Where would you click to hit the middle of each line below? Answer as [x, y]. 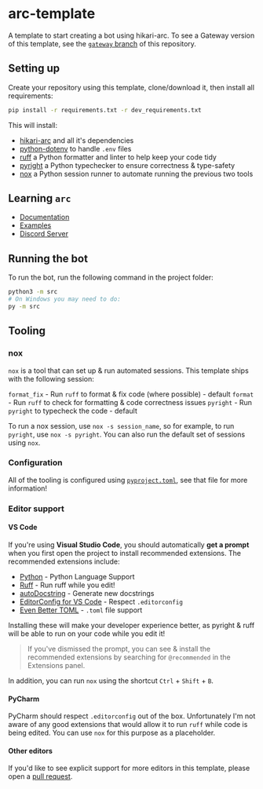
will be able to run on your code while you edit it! [87, 634]
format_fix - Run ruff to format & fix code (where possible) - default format [131, 394]
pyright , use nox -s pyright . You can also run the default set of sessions [127, 434]
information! [28, 488]
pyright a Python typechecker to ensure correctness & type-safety [127, 165]
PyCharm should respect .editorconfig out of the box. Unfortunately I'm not [132, 716]
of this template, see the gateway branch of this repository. [102, 43]
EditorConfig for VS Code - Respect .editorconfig [101, 601]
